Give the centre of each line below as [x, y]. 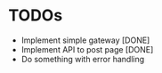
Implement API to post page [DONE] [87, 49]
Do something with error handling [83, 59]
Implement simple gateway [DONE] [85, 40]
